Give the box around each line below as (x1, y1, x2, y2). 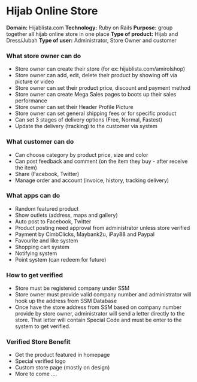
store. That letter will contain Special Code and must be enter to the (14, 316, 182, 324)
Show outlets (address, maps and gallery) (14, 211, 118, 219)
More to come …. (14, 370, 57, 378)
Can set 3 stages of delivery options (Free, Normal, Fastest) (14, 116, 163, 123)
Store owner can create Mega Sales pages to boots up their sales (14, 91, 177, 98)
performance (14, 97, 48, 104)
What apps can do (6, 192, 60, 200)
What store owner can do (6, 51, 81, 60)
